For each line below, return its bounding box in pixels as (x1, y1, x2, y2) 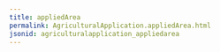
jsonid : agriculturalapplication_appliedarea (9, 29, 179, 38)
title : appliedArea (9, 12, 81, 22)
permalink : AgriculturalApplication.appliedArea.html (9, 21, 212, 30)
